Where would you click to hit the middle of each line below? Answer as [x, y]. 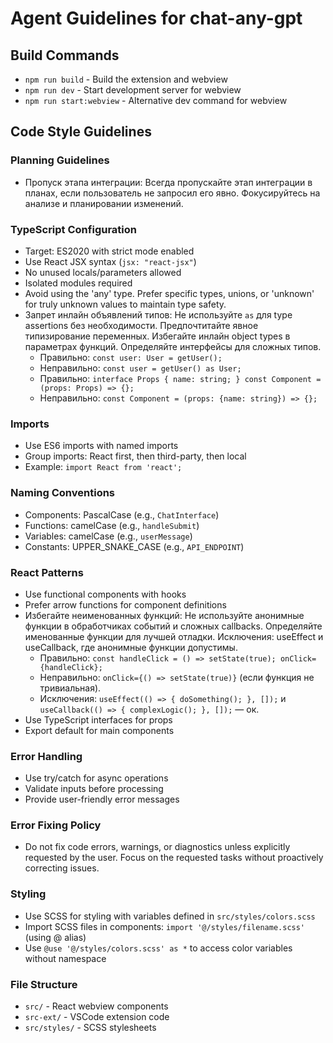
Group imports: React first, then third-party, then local [135, 456]
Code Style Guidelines [81, 132]
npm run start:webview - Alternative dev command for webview [156, 100]
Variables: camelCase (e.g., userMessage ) [108, 536]
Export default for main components [99, 730]
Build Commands [65, 55]
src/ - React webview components [96, 1006]
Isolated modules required [78, 283]
